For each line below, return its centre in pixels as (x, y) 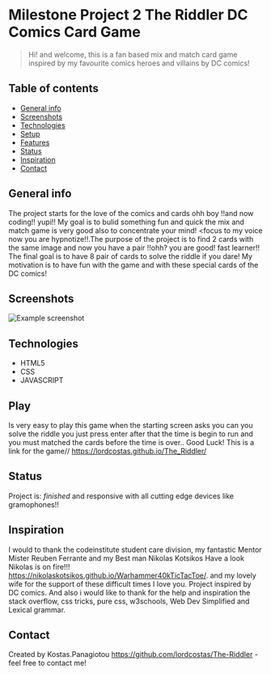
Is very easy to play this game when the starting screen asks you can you (131, 425)
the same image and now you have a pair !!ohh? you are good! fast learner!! (134, 248)
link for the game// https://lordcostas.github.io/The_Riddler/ (108, 451)
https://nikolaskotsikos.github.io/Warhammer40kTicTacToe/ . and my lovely (132, 575)
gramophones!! (34, 504)
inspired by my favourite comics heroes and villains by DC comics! (139, 63)
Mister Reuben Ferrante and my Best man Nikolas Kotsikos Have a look (127, 558)
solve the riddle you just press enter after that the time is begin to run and (131, 434)
